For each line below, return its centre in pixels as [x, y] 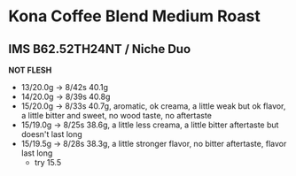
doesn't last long [52, 134]
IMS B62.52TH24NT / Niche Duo [100, 49]
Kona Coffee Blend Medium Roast [134, 16]
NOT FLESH [30, 70]
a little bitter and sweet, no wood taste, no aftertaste [116, 115]
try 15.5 [48, 162]
